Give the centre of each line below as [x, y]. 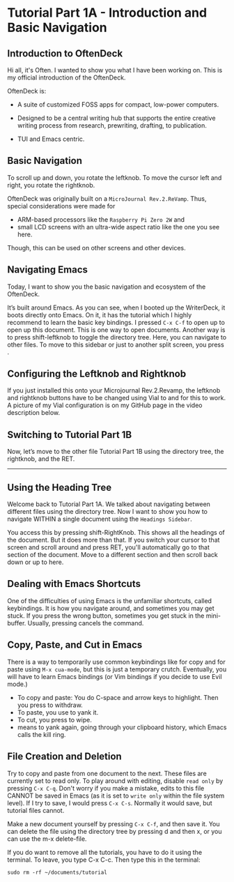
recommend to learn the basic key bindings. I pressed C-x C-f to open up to [116, 322]
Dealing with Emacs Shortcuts [74, 584]
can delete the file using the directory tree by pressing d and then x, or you [115, 831]
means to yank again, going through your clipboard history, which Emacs [122, 727]
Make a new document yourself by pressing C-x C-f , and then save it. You [114, 823]
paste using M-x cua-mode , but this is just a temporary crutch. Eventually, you [117, 669]
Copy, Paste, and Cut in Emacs [75, 645]
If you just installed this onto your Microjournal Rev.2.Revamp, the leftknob [114, 390]
